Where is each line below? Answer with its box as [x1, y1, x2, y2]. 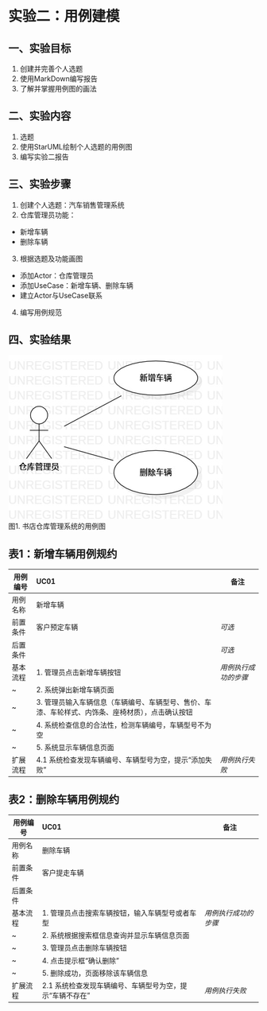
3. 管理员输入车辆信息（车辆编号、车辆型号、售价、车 [36, 698, 212, 707]
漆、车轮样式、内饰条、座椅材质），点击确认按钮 [36, 707, 193, 717]
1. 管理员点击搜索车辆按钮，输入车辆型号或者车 [41, 908, 197, 917]
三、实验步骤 [8, 177, 72, 191]
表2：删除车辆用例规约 [8, 792, 120, 806]
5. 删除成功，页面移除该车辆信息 [41, 968, 149, 978]
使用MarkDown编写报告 [19, 74, 98, 84]
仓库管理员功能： [19, 210, 76, 220]
